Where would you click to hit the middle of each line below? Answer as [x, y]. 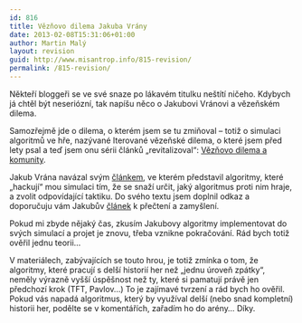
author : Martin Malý [48, 43]
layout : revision [42, 52]
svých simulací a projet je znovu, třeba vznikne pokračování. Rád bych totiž [150, 233]
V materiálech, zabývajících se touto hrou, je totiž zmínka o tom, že [134, 260]
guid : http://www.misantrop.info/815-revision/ [101, 60]
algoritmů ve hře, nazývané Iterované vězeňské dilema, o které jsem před [146, 140]
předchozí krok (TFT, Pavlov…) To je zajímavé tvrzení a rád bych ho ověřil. [147, 289]
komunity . [28, 159]
